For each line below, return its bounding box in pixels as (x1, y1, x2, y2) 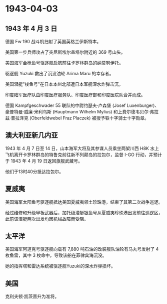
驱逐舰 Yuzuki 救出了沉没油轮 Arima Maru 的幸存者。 (5, 71, 114, 76)
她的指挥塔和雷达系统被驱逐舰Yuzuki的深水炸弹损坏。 (5, 263, 116, 269)
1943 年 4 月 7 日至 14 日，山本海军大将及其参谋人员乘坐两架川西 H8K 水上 (5, 145, 159, 151)
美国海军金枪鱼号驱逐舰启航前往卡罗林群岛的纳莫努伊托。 (5, 60, 123, 66)
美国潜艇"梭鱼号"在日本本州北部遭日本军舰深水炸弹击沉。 (5, 81, 123, 87)
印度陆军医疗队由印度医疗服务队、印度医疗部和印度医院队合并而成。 (5, 92, 145, 98)
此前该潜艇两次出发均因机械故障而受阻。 (5, 216, 88, 222)
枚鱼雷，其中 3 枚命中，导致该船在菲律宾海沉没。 (5, 252, 107, 258)
